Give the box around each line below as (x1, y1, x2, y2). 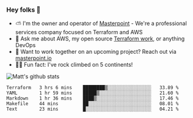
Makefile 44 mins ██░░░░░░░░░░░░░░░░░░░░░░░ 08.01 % (6, 101, 179, 107)
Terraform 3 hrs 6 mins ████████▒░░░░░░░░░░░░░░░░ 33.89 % (6, 85, 179, 91)
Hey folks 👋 (6, 6, 41, 14)
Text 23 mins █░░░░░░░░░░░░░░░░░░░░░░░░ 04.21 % (6, 106, 179, 112)
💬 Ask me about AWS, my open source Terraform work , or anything (15, 35, 185, 42)
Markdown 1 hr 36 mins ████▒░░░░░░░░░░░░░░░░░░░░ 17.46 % (6, 95, 179, 101)
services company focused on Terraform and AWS (15, 29, 143, 36)
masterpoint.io (15, 54, 52, 62)
